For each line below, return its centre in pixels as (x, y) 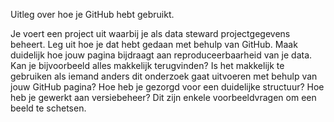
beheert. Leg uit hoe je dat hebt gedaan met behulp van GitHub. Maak (154, 44)
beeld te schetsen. (48, 108)
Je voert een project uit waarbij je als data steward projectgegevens (150, 33)
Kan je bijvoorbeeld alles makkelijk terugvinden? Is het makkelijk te (147, 65)
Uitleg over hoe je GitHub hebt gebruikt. (92, 14)
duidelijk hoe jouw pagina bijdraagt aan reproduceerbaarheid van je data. (161, 55)
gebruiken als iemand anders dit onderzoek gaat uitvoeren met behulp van (164, 76)
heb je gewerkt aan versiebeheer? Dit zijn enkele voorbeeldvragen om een (163, 97)
